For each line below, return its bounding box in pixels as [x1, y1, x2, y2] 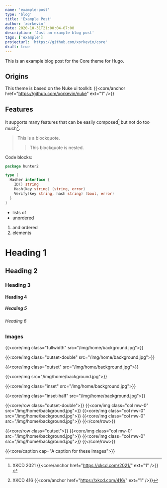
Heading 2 [5, 267, 38, 275]
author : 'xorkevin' [5, 21, 46, 26]
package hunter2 [5, 163, 39, 169]
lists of [12, 209, 26, 215]
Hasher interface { [9, 177, 50, 182]
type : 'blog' [5, 12, 32, 17]
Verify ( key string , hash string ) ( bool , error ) [14, 191, 114, 196]
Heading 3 [5, 282, 31, 289]
